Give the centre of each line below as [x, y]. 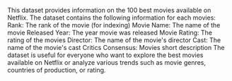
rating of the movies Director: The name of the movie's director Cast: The [114, 40]
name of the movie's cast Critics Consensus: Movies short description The [116, 48]
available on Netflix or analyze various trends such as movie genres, [107, 62]
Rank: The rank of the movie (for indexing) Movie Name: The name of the [114, 25]
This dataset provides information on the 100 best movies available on [109, 10]
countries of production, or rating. [57, 70]
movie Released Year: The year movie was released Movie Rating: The [110, 32]
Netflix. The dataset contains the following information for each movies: [111, 18]
